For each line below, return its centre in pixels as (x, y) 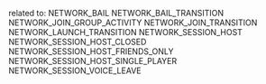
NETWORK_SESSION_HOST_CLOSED (78, 42)
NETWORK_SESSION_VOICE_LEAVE (75, 70)
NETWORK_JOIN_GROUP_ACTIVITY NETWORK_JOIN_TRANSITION (133, 23)
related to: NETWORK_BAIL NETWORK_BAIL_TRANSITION (116, 13)
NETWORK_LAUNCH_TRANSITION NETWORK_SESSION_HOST (125, 32)
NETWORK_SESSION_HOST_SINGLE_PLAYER (93, 61)
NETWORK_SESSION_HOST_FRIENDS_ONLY (91, 51)
